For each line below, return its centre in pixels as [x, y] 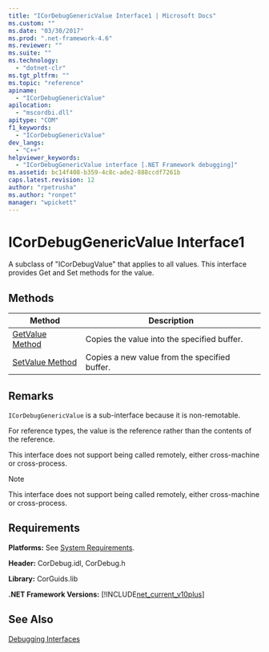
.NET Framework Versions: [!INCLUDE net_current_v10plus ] [106, 594]
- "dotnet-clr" [41, 68]
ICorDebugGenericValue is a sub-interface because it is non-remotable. [124, 415]
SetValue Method [45, 362]
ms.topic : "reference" [46, 83]
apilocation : [30, 105]
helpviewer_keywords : [44, 157]
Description [171, 320]
